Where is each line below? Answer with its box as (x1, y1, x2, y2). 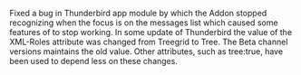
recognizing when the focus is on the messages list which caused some (9, 17, 278, 28)
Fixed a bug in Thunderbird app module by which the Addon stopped (9, 8, 267, 18)
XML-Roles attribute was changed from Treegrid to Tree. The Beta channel (9, 36, 288, 47)
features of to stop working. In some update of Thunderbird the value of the (9, 27, 293, 37)
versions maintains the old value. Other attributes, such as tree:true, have (9, 46, 284, 57)
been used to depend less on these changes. (9, 56, 179, 66)
